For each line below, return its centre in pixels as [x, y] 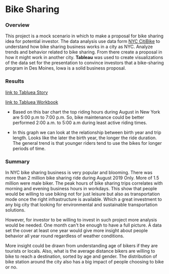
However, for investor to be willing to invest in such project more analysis [81, 220]
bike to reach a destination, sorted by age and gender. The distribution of [81, 256]
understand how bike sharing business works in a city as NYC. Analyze [79, 47]
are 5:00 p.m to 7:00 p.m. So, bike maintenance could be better [78, 117]
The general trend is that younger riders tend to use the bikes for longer [87, 143]
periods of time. [29, 148]
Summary [18, 161]
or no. [11, 267]
